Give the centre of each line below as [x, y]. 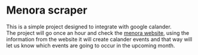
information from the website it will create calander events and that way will [99, 39]
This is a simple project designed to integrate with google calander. [89, 27]
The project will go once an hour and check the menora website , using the [98, 33]
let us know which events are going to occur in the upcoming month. [91, 46]
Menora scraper [47, 10]
